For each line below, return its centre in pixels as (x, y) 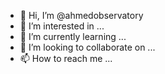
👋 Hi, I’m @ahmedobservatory (81, 15)
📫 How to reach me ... (66, 58)
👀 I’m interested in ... (62, 26)
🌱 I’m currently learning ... (73, 36)
